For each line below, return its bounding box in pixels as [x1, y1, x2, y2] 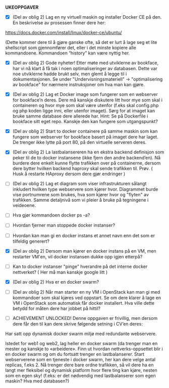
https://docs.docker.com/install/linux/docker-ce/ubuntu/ [5, 30, 122, 36]
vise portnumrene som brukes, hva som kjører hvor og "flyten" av [12, 192, 149, 198]
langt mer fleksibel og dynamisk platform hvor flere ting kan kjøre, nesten [5, 367, 157, 373]
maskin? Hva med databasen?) [5, 378, 70, 384]
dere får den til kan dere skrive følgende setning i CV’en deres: [12, 320, 143, 327]
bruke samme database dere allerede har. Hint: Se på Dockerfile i [12, 113, 148, 119]
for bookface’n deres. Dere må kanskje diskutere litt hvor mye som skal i [12, 97, 163, 103]
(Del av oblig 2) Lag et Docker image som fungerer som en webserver [12, 91, 158, 97]
